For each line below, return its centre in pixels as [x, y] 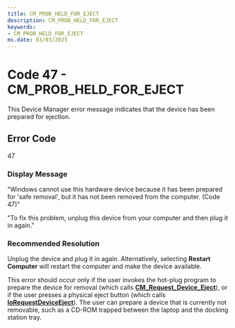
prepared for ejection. [39, 117]
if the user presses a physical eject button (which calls [86, 295]
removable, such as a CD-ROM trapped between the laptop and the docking [118, 310]
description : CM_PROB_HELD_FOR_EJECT [63, 20]
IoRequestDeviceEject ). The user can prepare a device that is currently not [117, 303]
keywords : [22, 27]
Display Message [37, 174]
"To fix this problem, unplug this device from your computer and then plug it [117, 218]
